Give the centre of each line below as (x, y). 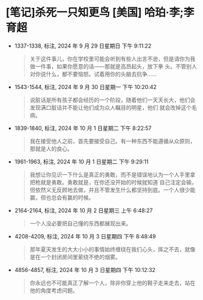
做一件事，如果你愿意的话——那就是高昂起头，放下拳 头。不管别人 (113, 66)
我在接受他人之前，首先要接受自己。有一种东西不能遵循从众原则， (112, 141)
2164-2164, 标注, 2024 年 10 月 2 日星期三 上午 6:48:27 (84, 210)
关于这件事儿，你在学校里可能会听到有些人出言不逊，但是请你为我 (112, 59)
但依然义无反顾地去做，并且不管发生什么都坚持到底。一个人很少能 (112, 190)
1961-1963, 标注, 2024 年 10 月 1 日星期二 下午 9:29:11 (81, 162)
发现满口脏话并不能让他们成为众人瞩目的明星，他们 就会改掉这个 (111, 107)
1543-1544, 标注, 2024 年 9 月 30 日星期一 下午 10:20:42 (85, 87)
